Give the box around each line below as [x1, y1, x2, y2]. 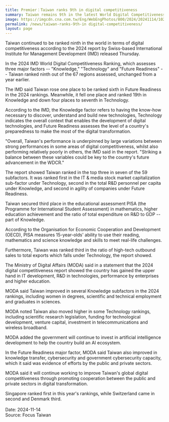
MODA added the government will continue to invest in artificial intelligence [5, 334, 161, 341]
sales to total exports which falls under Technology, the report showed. [5, 252, 152, 258]
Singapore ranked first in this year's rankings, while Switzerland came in [5, 391, 155, 397]
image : [5, 17, 19, 22]
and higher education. [5, 278, 51, 284]
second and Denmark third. [5, 396, 62, 402]
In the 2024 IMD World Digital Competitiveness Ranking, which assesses [5, 61, 156, 67]
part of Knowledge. [5, 217, 45, 223]
